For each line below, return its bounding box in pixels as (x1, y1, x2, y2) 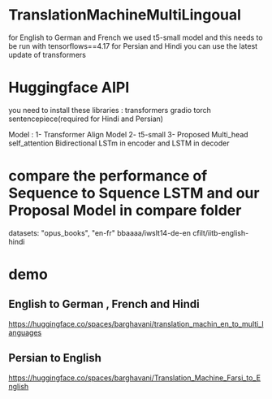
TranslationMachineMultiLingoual (8, 6, 242, 24)
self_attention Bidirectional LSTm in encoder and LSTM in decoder (8, 138, 230, 148)
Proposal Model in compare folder (8, 202, 242, 220)
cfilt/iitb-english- (192, 228, 249, 237)
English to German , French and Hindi (8, 297, 201, 311)
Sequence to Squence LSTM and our (8, 184, 260, 202)
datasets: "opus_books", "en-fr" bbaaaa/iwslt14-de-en (8, 228, 191, 237)
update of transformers (8, 50, 87, 59)
